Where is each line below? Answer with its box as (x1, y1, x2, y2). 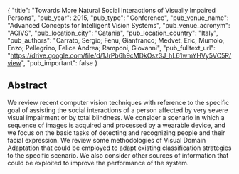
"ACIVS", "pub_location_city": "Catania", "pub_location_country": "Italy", (7, 28, 218, 37)
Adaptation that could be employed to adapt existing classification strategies (7, 143, 232, 152)
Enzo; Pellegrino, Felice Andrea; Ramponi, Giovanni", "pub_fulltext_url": (7, 44, 216, 52)
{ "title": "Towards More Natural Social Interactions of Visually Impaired (7, 6, 216, 14)
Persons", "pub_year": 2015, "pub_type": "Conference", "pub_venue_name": (7, 13, 229, 22)
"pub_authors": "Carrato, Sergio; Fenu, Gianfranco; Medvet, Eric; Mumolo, (7, 36, 225, 45)
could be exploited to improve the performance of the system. (7, 158, 189, 167)
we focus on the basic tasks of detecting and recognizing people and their (7, 128, 225, 137)
